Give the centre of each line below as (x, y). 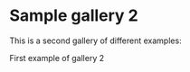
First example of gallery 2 (57, 58)
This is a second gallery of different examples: (96, 40)
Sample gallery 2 (74, 16)
